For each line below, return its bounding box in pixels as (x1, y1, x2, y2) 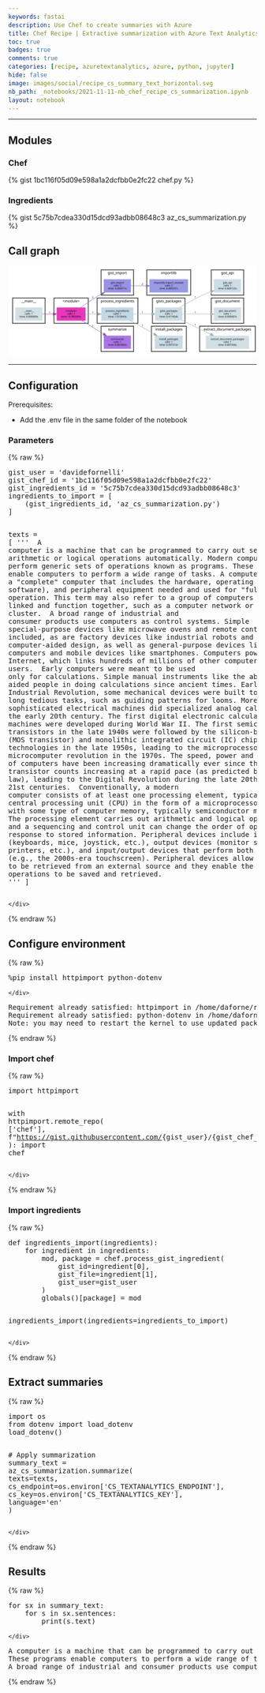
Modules (8, 133, 53, 147)
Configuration (8, 379, 79, 392)
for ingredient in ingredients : (24, 1246, 150, 1255)
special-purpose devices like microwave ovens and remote (8, 625, 237, 634)
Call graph (8, 244, 61, 257)
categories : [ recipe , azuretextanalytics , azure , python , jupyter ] (8, 63, 235, 71)
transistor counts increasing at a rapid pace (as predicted (8, 767, 250, 776)
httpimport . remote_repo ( (8, 1117, 104, 1126)
